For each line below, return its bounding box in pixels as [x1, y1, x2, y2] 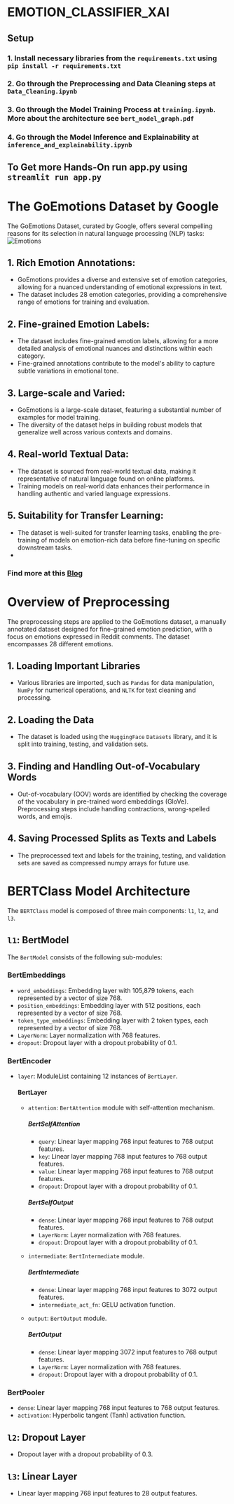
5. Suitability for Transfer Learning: [7, 510, 164, 521]
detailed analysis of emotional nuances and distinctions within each [17, 345, 213, 353]
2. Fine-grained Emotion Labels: [7, 318, 150, 330]
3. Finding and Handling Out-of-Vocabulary [7, 760, 201, 772]
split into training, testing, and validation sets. [17, 740, 149, 748]
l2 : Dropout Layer [7, 1431, 86, 1443]
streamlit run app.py [7, 172, 102, 182]
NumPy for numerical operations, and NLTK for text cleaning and [17, 686, 196, 695]
